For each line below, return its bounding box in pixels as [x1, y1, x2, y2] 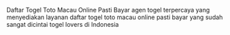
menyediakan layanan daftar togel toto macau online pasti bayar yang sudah [6, 13, 223, 21]
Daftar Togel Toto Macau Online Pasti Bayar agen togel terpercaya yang [6, 6, 211, 14]
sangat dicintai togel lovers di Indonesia [6, 21, 119, 28]
